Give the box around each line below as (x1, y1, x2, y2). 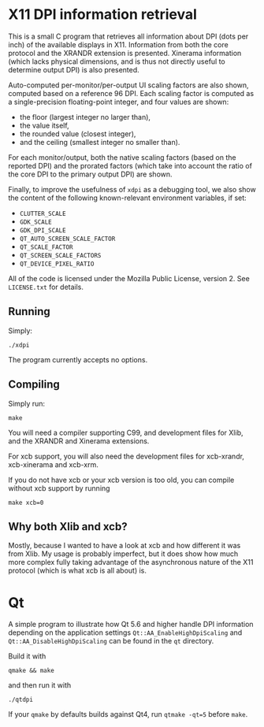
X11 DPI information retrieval (8, 6, 197, 24)
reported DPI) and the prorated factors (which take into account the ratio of (8, 161, 252, 170)
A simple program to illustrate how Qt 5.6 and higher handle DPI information (8, 620, 254, 629)
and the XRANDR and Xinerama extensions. (8, 436, 150, 446)
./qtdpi (8, 695, 34, 704)
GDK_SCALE (19, 218, 53, 226)
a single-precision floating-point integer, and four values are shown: (8, 97, 229, 106)
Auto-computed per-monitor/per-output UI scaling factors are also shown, (8, 80, 250, 90)
